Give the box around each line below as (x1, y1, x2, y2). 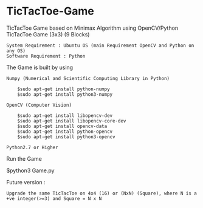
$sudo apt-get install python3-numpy (17, 91, 113, 98)
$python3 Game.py (6, 167, 55, 174)
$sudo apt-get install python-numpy (17, 86, 111, 92)
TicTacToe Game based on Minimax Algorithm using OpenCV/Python (6, 24, 179, 32)
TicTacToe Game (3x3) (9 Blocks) (6, 30, 90, 38)
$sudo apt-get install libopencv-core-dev (17, 118, 126, 124)
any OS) (6, 47, 26, 54)
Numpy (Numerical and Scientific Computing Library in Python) (6, 75, 170, 81)
